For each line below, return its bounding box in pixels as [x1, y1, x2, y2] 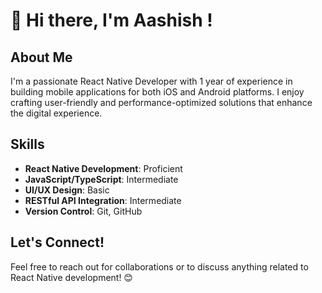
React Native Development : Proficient [24, 162, 183, 174]
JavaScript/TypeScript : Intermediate [24, 173, 179, 185]
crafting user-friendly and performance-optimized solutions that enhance [10, 97, 313, 108]
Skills [10, 136, 45, 153]
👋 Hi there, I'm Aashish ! [10, 9, 213, 32]
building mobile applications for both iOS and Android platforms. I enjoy [10, 86, 305, 98]
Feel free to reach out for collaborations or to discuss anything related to [10, 260, 309, 273]
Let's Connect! [10, 234, 105, 251]
